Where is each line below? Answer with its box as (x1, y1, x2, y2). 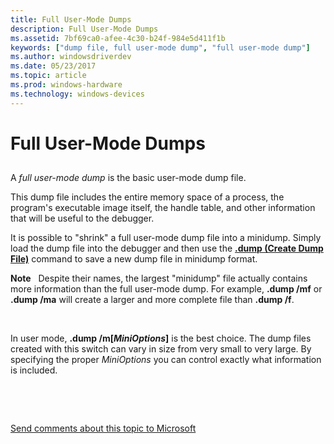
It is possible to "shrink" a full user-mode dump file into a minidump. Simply (10, 232, 322, 244)
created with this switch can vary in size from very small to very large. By (10, 343, 312, 355)
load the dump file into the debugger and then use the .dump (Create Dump (10, 242, 324, 255)
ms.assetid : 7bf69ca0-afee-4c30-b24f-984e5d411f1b (10, 33, 226, 43)
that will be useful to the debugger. (10, 212, 155, 225)
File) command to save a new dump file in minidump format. (10, 253, 258, 265)
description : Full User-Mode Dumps (10, 24, 159, 34)
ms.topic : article (10, 71, 87, 81)
